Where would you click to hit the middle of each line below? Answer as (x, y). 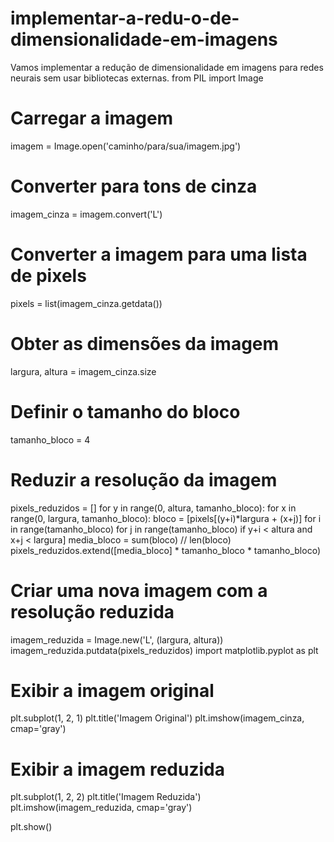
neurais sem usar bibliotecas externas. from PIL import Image (137, 78)
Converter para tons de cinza (134, 186)
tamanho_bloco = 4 (50, 439)
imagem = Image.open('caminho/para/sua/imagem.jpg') (126, 146)
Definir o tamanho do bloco (125, 411)
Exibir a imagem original (112, 690)
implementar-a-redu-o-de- (125, 18)
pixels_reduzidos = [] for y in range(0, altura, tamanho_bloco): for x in (153, 508)
